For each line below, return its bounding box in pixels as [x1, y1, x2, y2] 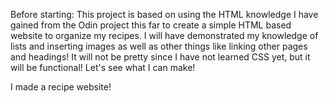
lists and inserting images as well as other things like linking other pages [10, 40, 308, 52]
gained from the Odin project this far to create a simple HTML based [10, 19, 292, 31]
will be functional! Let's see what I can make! [10, 62, 196, 73]
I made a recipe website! [10, 81, 112, 93]
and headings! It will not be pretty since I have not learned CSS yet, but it [10, 51, 311, 63]
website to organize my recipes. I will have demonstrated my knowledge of [10, 30, 319, 41]
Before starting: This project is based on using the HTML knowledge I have [10, 9, 319, 20]
